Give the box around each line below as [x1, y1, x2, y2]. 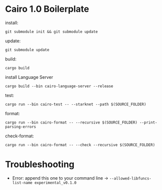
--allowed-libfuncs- [109, 176, 152, 181]
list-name [12, 180, 33, 185]
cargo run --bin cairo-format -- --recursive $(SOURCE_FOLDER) [5, 120, 138, 125]
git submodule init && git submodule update [5, 29, 98, 34]
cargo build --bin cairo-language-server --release [5, 84, 113, 89]
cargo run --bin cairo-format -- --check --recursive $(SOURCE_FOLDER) [5, 142, 155, 147]
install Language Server [5, 74, 53, 80]
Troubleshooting [5, 159, 75, 170]
